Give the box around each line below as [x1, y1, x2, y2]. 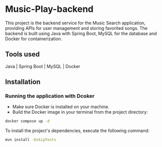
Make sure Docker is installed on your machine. [12, 104, 109, 110]
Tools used [5, 50, 40, 59]
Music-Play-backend [5, 3, 94, 15]
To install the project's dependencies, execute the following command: [5, 128, 150, 134]
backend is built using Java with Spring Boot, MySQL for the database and [5, 30, 157, 36]
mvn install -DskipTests [5, 138, 56, 143]
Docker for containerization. [5, 36, 62, 42]
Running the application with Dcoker [5, 93, 95, 100]
